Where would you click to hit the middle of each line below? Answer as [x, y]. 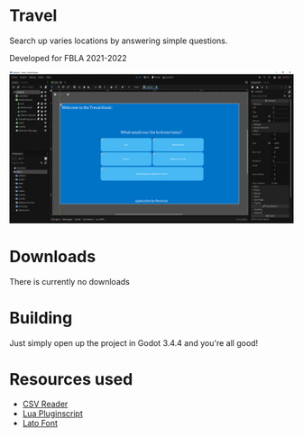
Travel [33, 16]
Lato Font [40, 423]
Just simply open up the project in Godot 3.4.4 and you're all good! [134, 342]
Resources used [71, 379]
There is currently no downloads [70, 281]
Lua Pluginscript [52, 414]
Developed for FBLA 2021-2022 [69, 58]
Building [41, 318]
